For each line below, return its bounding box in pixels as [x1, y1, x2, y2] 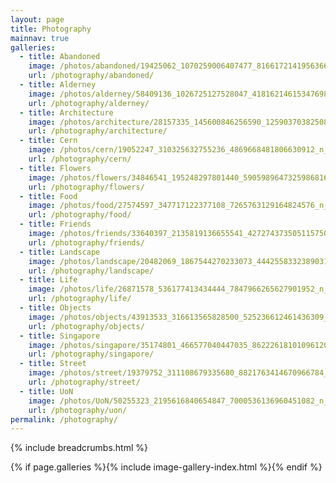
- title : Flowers [19, 163, 92, 173]
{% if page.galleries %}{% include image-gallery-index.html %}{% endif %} [10, 461, 323, 473]
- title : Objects [19, 303, 92, 313]
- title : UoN [19, 386, 74, 396]
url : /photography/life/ [28, 294, 132, 304]
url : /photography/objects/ [28, 321, 145, 331]
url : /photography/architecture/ [28, 126, 168, 136]
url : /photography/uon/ [28, 405, 128, 415]
